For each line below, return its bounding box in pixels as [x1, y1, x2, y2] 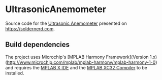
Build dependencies [5, 41, 70, 49]
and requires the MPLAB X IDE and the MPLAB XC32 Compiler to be [5, 64, 147, 70]
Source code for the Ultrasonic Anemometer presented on [5, 20, 127, 26]
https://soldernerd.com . [5, 25, 55, 31]
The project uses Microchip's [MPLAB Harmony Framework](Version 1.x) [5, 54, 157, 60]
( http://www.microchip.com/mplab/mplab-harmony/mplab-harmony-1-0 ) [5, 59, 157, 65]
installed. [5, 70, 24, 76]
